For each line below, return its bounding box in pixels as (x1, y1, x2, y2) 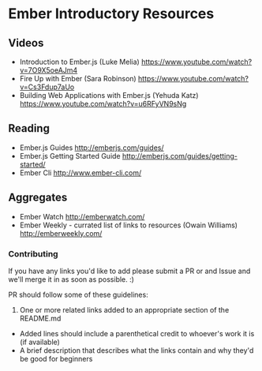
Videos (8, 36, 44, 50)
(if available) (19, 337, 61, 347)
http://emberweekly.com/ (19, 228, 103, 238)
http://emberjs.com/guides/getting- (122, 151, 238, 160)
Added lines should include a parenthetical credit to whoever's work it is (19, 328, 255, 338)
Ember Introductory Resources (8, 5, 215, 23)
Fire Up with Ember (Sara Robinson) (19, 74, 137, 83)
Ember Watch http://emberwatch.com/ (19, 212, 145, 221)
